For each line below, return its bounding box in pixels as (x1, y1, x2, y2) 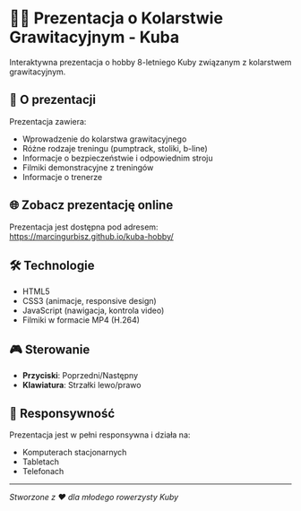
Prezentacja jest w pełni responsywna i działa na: (9, 429, 191, 440)
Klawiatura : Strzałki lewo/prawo (21, 380, 142, 391)
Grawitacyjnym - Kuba (9, 27, 180, 48)
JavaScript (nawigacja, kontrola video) (21, 305, 165, 316)
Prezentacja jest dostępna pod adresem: (9, 221, 159, 232)
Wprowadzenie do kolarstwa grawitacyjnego (21, 134, 187, 144)
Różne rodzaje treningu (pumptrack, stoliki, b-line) (21, 143, 208, 153)
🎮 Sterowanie (9, 342, 90, 357)
